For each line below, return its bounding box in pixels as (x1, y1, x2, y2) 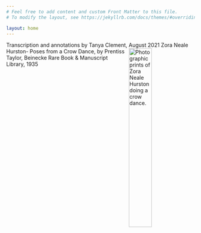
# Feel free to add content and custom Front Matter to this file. (6, 8, 178, 15)
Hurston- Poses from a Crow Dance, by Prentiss (6, 48, 125, 55)
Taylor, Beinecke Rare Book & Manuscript (6, 55, 108, 62)
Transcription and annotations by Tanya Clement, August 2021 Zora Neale (6, 41, 188, 49)
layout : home (6, 25, 39, 31)
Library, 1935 (6, 60, 39, 68)
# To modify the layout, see (6, 14, 79, 20)
